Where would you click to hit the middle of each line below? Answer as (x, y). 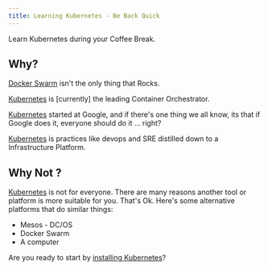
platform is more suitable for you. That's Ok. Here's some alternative (122, 201)
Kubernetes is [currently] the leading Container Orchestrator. (109, 99)
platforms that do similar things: (61, 210)
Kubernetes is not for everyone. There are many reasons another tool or (128, 192)
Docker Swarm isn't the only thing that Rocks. (84, 83)
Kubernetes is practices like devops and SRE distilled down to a (113, 139)
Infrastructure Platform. (47, 147)
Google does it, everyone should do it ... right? (85, 123)
